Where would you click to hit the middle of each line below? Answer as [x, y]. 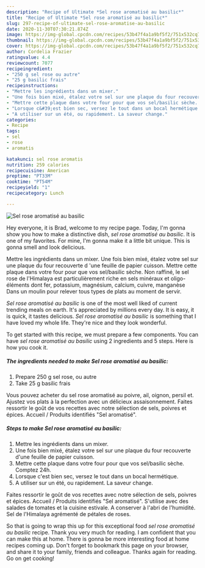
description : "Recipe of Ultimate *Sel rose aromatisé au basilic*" [95, 12]
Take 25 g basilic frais [43, 383]
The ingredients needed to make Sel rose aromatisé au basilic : [88, 361]
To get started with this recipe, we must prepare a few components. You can [103, 334]
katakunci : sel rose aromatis [45, 159]
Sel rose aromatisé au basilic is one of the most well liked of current [92, 303]
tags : [13, 131]
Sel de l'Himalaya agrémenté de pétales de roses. [69, 514]
